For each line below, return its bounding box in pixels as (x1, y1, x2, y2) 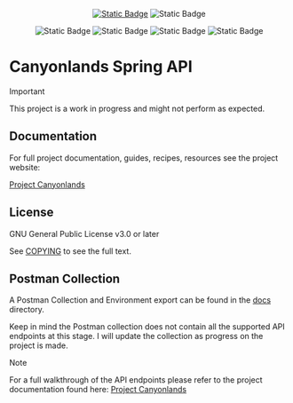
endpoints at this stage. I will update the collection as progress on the (9, 331, 264, 342)
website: (9, 162, 41, 172)
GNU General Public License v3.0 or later (9, 228, 160, 239)
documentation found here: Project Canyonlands (9, 384, 187, 395)
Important (9, 85, 45, 97)
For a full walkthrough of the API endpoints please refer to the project (9, 375, 264, 385)
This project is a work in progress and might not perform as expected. (9, 103, 265, 114)
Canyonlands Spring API (9, 57, 193, 77)
